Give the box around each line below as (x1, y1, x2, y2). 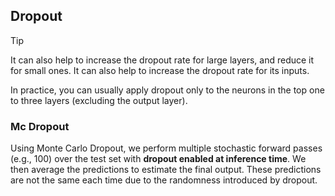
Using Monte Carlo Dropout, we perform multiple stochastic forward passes (10, 142, 323, 154)
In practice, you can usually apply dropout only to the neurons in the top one (10, 84, 325, 96)
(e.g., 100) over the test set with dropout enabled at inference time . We (10, 153, 307, 165)
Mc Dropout (10, 119, 70, 133)
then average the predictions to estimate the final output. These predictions (10, 164, 322, 176)
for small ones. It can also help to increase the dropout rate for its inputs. (10, 64, 310, 76)
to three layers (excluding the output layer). (10, 94, 188, 106)
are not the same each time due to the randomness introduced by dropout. (10, 174, 318, 186)
